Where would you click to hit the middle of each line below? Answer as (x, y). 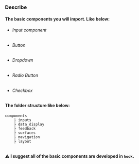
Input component (29, 30)
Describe (16, 7)
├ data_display (29, 124)
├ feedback (25, 128)
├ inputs (23, 120)
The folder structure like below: (38, 106)
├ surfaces (25, 133)
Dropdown (23, 60)
